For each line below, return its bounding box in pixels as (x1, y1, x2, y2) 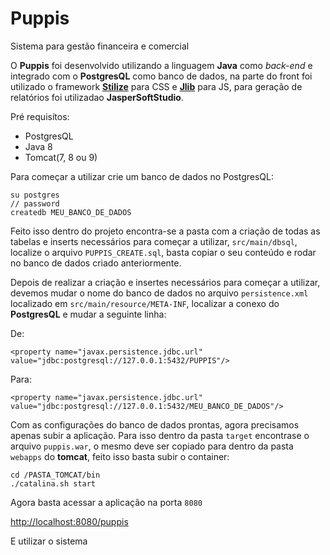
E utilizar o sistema (10, 535, 88, 547)
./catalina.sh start (10, 478, 97, 489)
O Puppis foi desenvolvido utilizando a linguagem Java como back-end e (10, 59, 313, 71)
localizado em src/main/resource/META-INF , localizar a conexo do (10, 297, 280, 309)
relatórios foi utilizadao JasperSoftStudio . (10, 91, 184, 103)
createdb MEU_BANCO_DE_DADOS (10, 207, 132, 217)
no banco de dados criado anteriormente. (10, 257, 182, 269)
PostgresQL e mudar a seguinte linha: (10, 308, 167, 320)
